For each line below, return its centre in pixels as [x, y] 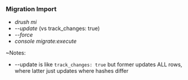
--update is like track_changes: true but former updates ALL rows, [98, 64]
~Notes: [16, 53]
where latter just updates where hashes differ [71, 71]
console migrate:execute [46, 42]
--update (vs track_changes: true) [57, 28]
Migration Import [31, 9]
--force [24, 35]
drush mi [26, 22]
